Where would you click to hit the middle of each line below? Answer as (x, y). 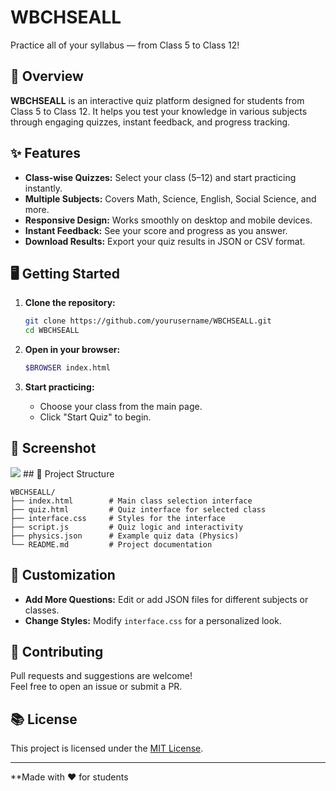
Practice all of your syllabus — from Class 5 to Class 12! (125, 45)
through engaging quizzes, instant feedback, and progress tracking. (150, 122)
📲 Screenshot (53, 448)
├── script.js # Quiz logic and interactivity (127, 527)
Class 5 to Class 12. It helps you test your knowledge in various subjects (159, 111)
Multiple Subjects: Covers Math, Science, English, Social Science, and (170, 198)
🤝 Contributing (57, 652)
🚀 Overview (47, 76)
